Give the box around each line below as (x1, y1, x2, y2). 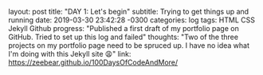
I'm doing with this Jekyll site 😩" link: (8, 49, 131, 58)
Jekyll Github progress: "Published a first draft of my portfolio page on (8, 24, 239, 33)
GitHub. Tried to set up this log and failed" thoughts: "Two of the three (8, 32, 239, 41)
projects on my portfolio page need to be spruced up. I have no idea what (8, 41, 249, 50)
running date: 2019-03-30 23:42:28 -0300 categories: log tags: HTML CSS (8, 15, 255, 25)
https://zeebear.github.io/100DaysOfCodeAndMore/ (8, 57, 179, 67)
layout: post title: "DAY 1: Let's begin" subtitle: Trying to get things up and (8, 7, 249, 16)
